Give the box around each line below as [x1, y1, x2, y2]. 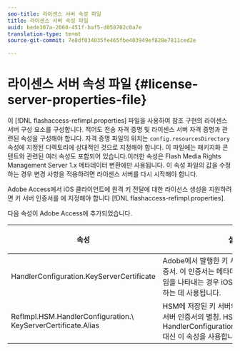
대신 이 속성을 [162, 332, 206, 342]
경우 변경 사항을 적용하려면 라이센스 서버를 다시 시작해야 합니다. [20, 170, 198, 178]
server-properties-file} [7, 92, 148, 108]
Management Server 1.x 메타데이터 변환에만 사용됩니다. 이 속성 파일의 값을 [7, 161, 218, 170]
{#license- [134, 76, 199, 93]
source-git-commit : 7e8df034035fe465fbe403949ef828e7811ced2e [7, 37, 196, 44]
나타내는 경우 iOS [177, 278, 234, 288]
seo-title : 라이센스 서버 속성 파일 [7, 10, 101, 18]
